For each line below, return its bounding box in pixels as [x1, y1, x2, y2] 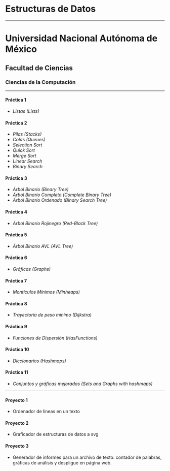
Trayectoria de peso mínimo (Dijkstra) [12, 312, 92, 318]
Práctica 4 [5, 209, 28, 215]
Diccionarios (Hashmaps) [12, 358, 67, 364]
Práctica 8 [5, 300, 27, 306]
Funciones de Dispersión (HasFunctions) [12, 335, 98, 341]
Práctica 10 [5, 347, 29, 353]
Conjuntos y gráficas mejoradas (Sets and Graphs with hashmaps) [12, 381, 153, 387]
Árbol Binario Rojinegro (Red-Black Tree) [12, 220, 98, 226]
